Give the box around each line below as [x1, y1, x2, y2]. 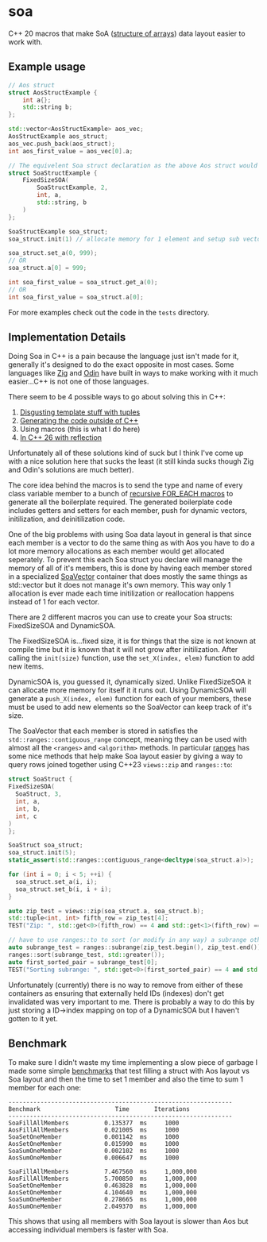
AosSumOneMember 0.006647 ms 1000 [8, 1154, 180, 1162]
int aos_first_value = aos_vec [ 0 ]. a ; [8, 147, 133, 155]
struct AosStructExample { [8, 88, 98, 97]
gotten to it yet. [8, 1013, 58, 1023]
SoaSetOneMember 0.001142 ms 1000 [8, 1133, 180, 1141]
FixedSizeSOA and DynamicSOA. [8, 621, 116, 631]
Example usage [8, 60, 86, 74]
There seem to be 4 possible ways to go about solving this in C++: [8, 392, 226, 402]
